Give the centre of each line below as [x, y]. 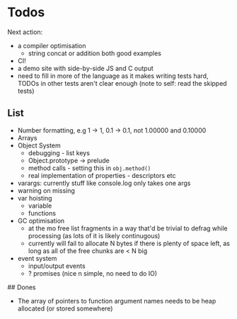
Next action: [25, 32]
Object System [39, 145]
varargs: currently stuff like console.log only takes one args [104, 183]
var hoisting [35, 198]
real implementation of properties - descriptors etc [102, 175]
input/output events [57, 266]
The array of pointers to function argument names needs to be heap [117, 301]
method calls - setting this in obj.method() [89, 168]
